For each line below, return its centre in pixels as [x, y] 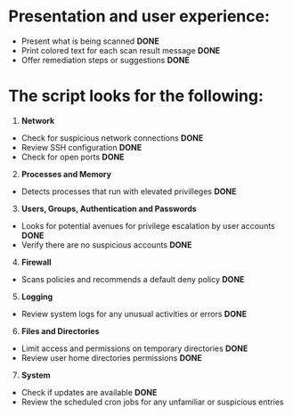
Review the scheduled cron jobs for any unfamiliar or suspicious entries [152, 402]
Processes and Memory [66, 174]
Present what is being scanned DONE [90, 41]
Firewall [36, 262]
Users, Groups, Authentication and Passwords [109, 208]
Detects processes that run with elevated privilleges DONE [129, 191]
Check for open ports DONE [73, 157]
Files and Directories [60, 330]
